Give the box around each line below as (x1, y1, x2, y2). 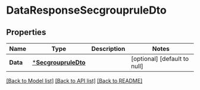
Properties (6, 27, 46, 37)
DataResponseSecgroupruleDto (6, 4, 167, 17)
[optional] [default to (130, 54, 189, 63)
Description (91, 45, 126, 53)
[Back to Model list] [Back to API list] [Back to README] (6, 78, 143, 84)
